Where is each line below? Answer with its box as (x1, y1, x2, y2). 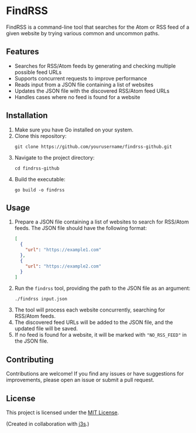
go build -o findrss (14, 187, 65, 193)
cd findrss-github (14, 165, 60, 171)
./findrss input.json (14, 296, 67, 302)
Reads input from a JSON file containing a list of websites (14, 81, 154, 88)
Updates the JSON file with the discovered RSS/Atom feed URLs (14, 87, 170, 94)
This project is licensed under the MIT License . (6, 409, 119, 416)
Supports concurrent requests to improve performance (14, 75, 147, 82)
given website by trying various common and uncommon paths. (6, 29, 160, 36)
